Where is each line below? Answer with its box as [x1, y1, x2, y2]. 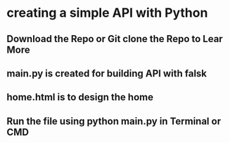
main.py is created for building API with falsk [6, 67, 207, 79]
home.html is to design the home [6, 91, 154, 103]
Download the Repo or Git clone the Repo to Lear [6, 33, 223, 45]
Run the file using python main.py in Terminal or [6, 115, 222, 127]
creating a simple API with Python [6, 5, 208, 21]
